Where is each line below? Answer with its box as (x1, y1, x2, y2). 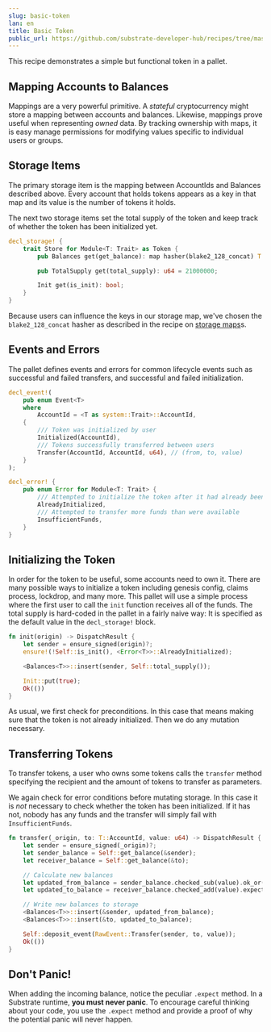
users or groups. (8, 136, 64, 145)
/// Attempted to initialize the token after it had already (37, 493, 248, 501)
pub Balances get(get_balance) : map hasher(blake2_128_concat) (37, 252, 254, 261)
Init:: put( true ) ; (23, 677, 81, 685)
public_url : (8, 34, 48, 43)
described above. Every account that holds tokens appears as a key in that (8, 189, 256, 198)
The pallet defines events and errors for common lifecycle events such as (8, 364, 252, 374)
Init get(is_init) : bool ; (37, 282, 125, 290)
